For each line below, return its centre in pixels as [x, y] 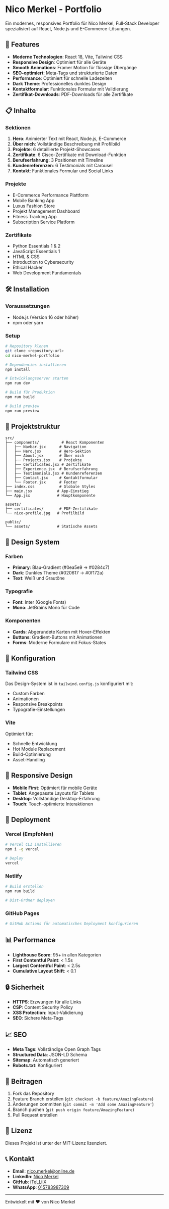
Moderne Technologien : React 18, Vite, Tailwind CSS [68, 57]
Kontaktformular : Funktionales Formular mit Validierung [70, 89]
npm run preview [22, 411]
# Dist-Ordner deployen [30, 900]
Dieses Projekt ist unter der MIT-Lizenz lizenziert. [56, 1143]
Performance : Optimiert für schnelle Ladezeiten [62, 78]
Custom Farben [29, 694]
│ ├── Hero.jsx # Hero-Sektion [48, 451]
